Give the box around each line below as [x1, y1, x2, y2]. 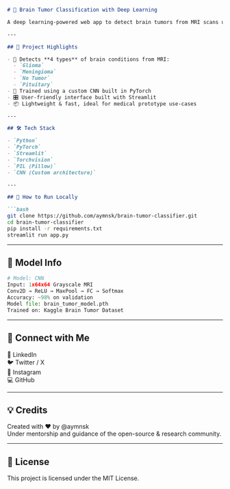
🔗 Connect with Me [7, 332, 90, 344]
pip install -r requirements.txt [7, 225, 103, 232]
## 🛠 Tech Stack [7, 125, 55, 132]
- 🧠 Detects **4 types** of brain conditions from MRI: [7, 55, 170, 63]
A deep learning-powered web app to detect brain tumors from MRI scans [7, 18, 219, 25]
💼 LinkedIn [7, 350, 37, 358]
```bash [7, 206, 29, 213]
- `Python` [7, 137, 38, 144]
